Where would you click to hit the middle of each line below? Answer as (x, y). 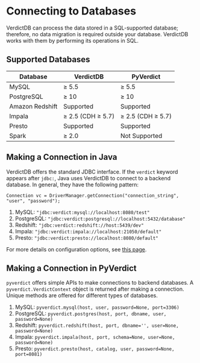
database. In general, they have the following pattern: (73, 185)
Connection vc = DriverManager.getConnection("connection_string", (93, 195)
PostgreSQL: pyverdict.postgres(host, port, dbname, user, (91, 314)
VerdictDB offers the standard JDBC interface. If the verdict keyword (92, 172)
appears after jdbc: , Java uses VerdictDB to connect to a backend (89, 178)
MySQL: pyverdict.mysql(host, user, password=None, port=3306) (97, 307)
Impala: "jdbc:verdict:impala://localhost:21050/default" (88, 231)
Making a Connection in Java (62, 157)
